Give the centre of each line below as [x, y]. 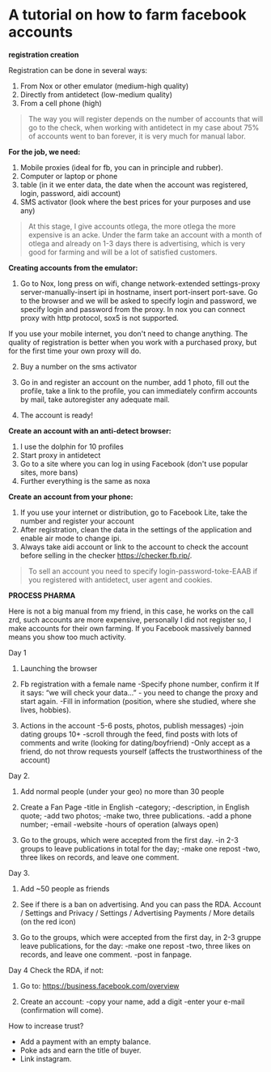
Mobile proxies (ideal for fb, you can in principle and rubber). [122, 167]
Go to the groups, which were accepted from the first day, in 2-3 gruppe [140, 937]
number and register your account [77, 521]
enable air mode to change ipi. [71, 538]
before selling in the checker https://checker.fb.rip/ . [106, 555]
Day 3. [19, 873]
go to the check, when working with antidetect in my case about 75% [144, 127]
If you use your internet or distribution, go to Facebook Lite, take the [134, 512]
